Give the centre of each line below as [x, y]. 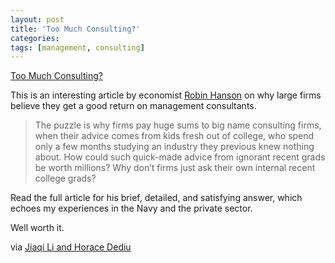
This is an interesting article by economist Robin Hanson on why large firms [166, 95]
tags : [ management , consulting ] [77, 47]
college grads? [65, 178]
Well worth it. [37, 228]
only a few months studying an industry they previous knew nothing [174, 147]
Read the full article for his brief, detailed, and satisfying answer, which [156, 198]
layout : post [37, 19]
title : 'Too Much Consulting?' [75, 29]
